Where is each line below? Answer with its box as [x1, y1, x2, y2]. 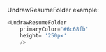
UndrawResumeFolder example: [7, 6, 100, 14]
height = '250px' [20, 32, 68, 39]
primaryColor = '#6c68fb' [20, 26, 89, 33]
